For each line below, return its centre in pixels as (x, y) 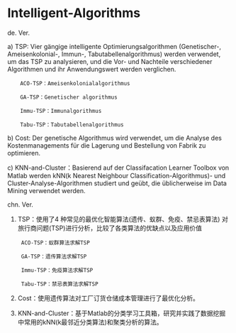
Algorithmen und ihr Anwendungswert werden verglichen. (92, 69)
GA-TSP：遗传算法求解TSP (54, 256)
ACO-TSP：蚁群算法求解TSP (55, 243)
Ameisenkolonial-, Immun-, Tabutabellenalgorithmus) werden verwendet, (114, 54)
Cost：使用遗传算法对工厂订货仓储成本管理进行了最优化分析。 (108, 298)
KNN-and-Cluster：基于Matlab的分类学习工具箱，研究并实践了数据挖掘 (121, 313)
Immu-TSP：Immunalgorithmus (61, 111)
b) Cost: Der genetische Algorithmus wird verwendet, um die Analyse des (114, 138)
